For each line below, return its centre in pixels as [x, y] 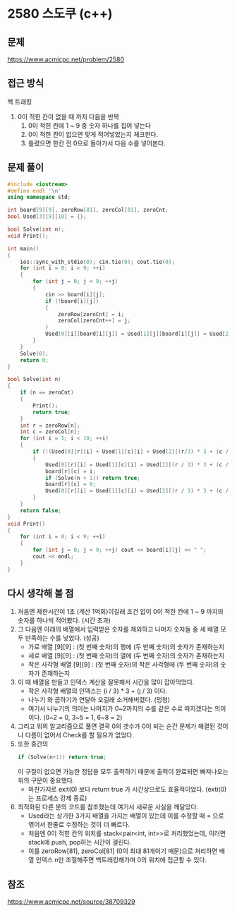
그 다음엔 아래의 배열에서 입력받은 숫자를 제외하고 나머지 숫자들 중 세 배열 [118, 629]
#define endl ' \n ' [34, 191]
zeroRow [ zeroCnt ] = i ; [91, 314]
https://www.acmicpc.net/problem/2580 [66, 59]
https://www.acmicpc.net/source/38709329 [71, 902]
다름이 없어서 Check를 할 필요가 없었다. [80, 735]
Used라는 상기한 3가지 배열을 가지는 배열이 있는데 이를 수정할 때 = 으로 [126, 816]
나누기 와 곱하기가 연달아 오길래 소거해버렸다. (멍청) [99, 700]
